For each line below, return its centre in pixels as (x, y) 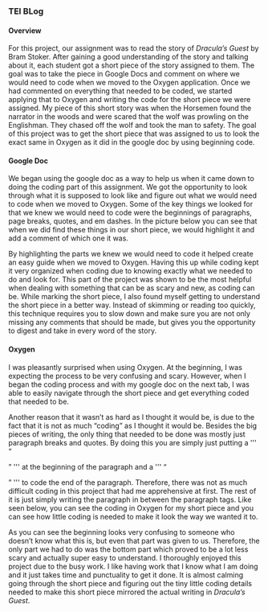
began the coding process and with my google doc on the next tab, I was (129, 384)
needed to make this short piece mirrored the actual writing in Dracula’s (127, 592)
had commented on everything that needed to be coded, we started (120, 91)
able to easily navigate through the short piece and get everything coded (129, 392)
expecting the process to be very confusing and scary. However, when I (127, 376)
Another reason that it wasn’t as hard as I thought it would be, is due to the (132, 417)
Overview (25, 31)
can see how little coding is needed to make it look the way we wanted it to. (133, 516)
